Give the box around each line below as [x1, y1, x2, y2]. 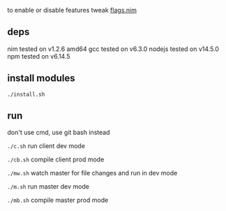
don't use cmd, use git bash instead [7, 129, 110, 137]
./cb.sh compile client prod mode [7, 155, 105, 163]
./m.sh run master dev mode [7, 182, 89, 191]
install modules [7, 73, 75, 85]
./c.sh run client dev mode [7, 142, 86, 150]
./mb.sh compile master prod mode [7, 196, 109, 205]
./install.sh [7, 91, 45, 98]
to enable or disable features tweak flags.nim [7, 6, 137, 14]
